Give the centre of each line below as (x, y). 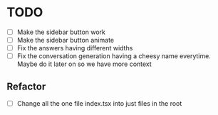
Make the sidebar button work (61, 32)
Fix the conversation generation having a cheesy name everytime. (114, 56)
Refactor (26, 86)
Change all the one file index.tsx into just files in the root (99, 103)
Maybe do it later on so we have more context (84, 64)
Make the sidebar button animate (66, 40)
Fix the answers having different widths (75, 48)
